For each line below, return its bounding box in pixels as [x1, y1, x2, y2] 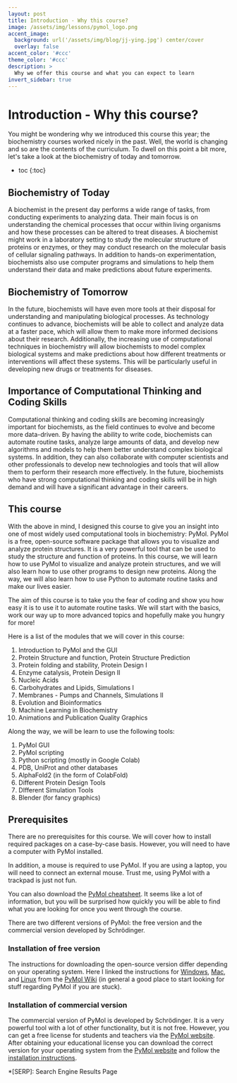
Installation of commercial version [8, 1000, 128, 1009]
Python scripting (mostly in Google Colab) [18, 756, 140, 764]
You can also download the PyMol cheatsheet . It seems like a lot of [8, 890, 203, 898]
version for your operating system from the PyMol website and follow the [8, 1046, 221, 1054]
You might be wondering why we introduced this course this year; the [8, 130, 210, 139]
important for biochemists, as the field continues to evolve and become [8, 422, 215, 431]
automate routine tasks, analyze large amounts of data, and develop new [8, 438, 219, 446]
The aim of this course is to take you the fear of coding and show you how [8, 595, 224, 604]
